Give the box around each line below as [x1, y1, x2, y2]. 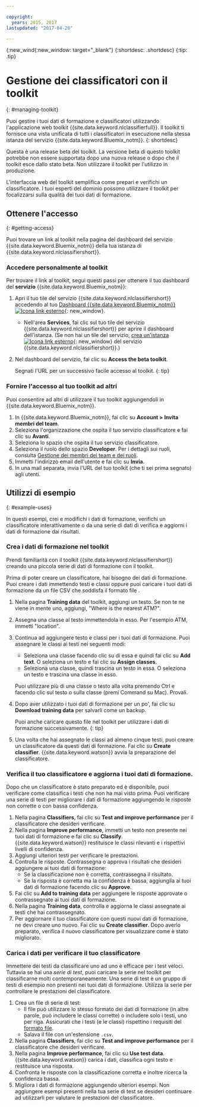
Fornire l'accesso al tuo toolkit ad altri [6, 382, 118, 391]
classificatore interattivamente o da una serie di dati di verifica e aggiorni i [6, 522, 187, 529]
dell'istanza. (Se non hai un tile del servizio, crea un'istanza [23, 332, 169, 339]
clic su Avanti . [14, 432, 50, 439]
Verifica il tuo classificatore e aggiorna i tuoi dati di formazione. [6, 769, 193, 778]
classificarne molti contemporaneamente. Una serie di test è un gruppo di [6, 975, 187, 983]
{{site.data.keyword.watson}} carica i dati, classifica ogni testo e [14, 1056, 173, 1064]
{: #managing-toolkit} [6, 106, 59, 113]
